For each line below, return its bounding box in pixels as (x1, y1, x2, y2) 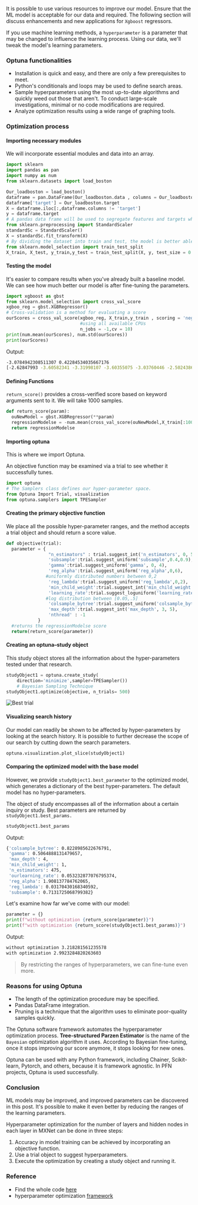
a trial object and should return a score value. (6, 529, 117, 536)
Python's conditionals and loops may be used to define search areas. (14, 82, 183, 89)
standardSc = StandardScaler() (6, 227, 83, 233)
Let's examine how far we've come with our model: (6, 900, 130, 907)
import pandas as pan (6, 167, 60, 173)
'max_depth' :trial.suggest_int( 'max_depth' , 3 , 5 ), (48, 606, 178, 612)
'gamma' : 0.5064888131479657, (8, 851, 83, 857)
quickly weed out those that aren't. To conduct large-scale (14, 95, 157, 102)
